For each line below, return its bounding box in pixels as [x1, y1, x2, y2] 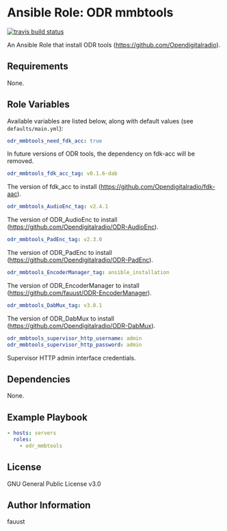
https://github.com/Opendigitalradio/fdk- [100, 183, 215, 191]
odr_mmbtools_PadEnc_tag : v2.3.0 [7, 236, 103, 243]
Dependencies [7, 373, 70, 385]
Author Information [7, 499, 91, 511]
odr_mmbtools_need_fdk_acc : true [7, 137, 103, 145]
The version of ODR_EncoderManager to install [7, 281, 140, 289]
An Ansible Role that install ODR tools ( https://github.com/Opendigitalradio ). [7, 40, 221, 49]
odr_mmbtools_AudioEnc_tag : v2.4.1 [7, 203, 109, 210]
